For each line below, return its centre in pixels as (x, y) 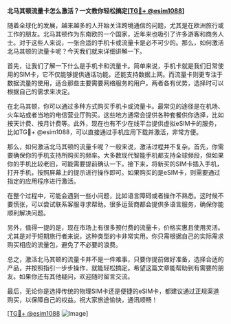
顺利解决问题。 (28, 213)
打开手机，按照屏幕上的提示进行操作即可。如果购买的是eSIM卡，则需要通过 (114, 172)
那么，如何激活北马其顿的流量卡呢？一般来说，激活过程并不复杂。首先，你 (112, 147)
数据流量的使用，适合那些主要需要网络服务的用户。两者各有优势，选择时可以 (115, 83)
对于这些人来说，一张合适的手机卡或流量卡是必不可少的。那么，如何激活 (121, 43)
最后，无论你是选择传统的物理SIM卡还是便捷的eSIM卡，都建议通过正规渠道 (113, 291)
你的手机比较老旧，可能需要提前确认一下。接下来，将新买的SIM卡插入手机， (115, 164)
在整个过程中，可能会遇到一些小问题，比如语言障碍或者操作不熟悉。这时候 (112, 196)
